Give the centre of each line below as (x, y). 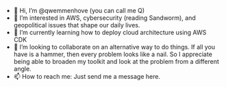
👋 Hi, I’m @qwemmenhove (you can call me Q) (79, 11)
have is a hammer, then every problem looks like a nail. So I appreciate (113, 54)
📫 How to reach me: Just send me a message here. (87, 76)
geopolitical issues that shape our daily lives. (77, 25)
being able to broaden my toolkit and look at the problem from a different (116, 61)
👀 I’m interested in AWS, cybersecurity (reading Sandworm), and (105, 18)
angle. (23, 69)
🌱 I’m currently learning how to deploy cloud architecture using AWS (110, 32)
